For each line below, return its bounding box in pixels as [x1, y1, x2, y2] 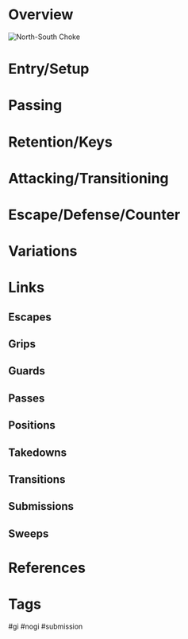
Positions [8, 418, 56, 432]
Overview [8, 6, 74, 24]
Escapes [8, 310, 52, 323]
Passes [8, 391, 45, 405]
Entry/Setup [8, 60, 90, 78]
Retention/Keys [8, 133, 113, 151]
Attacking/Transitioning [8, 169, 169, 187]
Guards [8, 364, 46, 378]
